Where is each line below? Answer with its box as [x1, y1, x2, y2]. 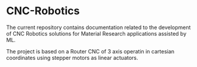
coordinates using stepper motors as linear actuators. [6, 54, 139, 61]
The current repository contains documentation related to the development [6, 24, 191, 31]
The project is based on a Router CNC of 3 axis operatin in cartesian [6, 47, 175, 55]
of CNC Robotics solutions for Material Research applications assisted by [6, 30, 187, 37]
